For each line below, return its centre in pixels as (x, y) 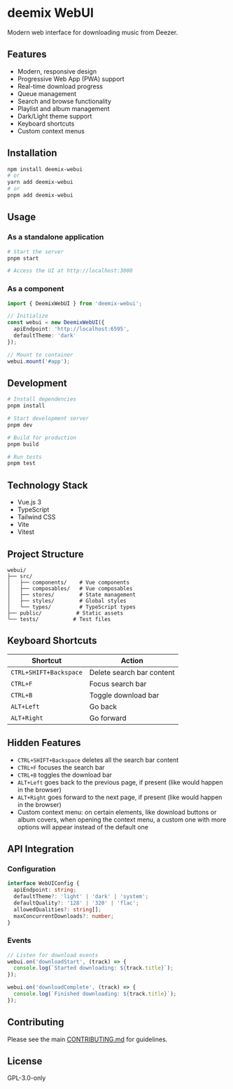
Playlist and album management (63, 108)
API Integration (41, 849)
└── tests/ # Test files (59, 619)
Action (132, 660)
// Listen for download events (53, 955)
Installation (32, 153)
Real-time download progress (60, 86)
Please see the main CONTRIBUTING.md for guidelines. (87, 1039)
